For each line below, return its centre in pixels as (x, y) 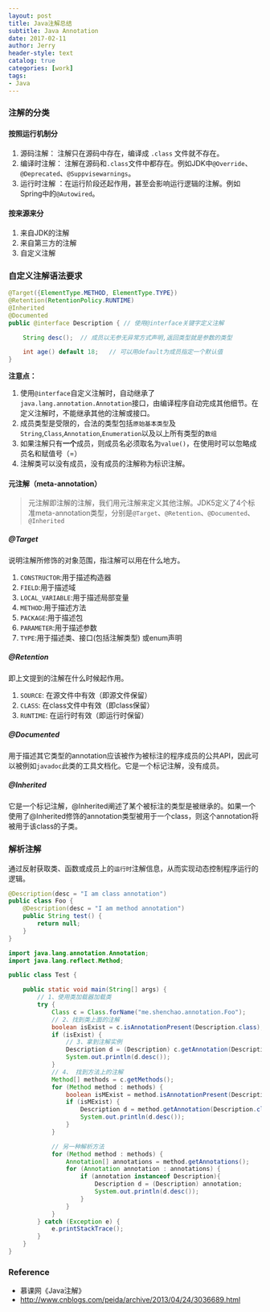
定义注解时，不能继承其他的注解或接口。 (87, 413)
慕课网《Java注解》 (53, 1291)
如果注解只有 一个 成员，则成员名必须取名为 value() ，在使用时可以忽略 (135, 443)
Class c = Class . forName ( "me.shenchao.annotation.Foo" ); (149, 1012)
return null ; (59, 924)
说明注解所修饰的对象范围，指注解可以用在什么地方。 (96, 560)
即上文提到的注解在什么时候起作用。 (68, 679)
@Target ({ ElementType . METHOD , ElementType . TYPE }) (93, 293)
